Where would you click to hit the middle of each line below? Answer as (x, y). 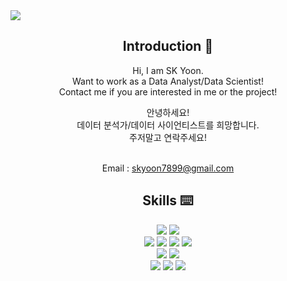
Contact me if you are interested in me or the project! (168, 91)
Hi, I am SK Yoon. (168, 70)
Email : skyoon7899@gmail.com (168, 168)
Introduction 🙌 (168, 46)
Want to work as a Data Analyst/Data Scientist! (168, 81)
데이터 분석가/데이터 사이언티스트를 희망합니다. (168, 125)
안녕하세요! (168, 112)
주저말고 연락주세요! (168, 137)
